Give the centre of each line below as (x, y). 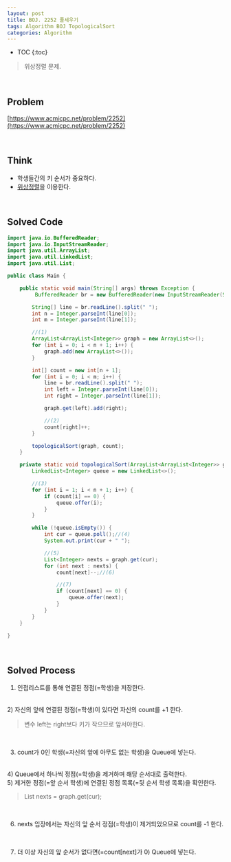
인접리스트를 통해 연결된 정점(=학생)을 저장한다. (81, 688)
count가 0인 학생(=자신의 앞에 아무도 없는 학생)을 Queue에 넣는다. (107, 752)
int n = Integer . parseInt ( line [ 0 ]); (84, 314)
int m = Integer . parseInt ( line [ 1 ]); (84, 320)
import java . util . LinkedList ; (51, 257)
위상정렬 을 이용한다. (44, 186)
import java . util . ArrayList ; (49, 251)
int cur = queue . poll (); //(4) (87, 535)
